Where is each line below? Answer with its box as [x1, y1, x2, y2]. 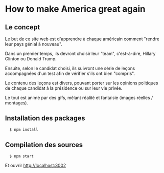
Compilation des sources [5, 141, 83, 149]
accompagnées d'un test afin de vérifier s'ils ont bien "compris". [5, 71, 135, 76]
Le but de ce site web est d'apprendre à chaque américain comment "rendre [5, 36, 160, 42]
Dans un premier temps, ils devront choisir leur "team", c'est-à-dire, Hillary [5, 50, 156, 56]
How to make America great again [5, 3, 146, 15]
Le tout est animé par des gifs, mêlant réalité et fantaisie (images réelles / [5, 95, 153, 100]
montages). [5, 100, 28, 106]
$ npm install [9, 127, 38, 132]
